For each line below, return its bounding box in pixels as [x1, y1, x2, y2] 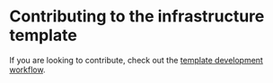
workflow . [9, 64, 46, 75]
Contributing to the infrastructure [9, 6, 265, 27]
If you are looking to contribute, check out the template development [9, 54, 263, 65]
